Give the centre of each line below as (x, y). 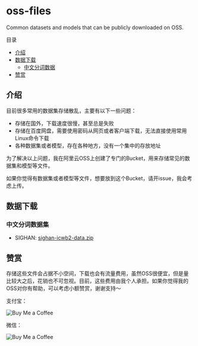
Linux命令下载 (32, 138)
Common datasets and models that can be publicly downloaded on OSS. (95, 27)
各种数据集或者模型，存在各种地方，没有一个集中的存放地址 (88, 145)
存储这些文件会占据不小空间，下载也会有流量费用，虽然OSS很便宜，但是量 (98, 273)
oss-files (29, 11)
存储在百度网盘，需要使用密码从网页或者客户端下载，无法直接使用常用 (101, 130)
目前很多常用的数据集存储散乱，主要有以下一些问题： (71, 111)
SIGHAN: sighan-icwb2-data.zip (54, 238)
